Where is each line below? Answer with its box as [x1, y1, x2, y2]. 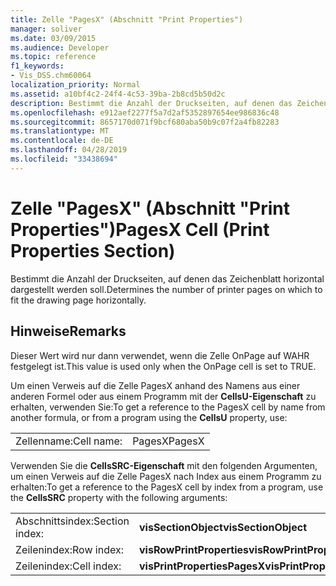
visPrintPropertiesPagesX [138, 559, 266, 573]
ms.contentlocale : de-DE [10, 136, 114, 146]
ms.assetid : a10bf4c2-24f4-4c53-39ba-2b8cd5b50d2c [10, 89, 226, 99]
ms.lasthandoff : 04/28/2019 [10, 145, 128, 155]
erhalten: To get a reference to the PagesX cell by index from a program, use [10, 481, 324, 493]
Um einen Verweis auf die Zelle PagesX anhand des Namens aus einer [10, 379, 301, 391]
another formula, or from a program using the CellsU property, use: [10, 411, 288, 423]
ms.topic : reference [10, 52, 97, 62]
